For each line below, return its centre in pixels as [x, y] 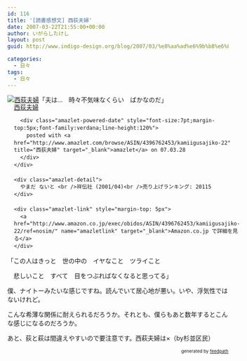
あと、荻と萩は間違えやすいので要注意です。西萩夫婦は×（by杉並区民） [111, 338]
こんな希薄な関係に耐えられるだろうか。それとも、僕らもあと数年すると [112, 314]
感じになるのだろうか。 [47, 323]
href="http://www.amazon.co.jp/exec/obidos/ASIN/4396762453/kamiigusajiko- [127, 224]
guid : [15, 46]
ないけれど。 [26, 299]
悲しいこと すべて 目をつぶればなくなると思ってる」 [93, 275]
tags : [15, 72]
